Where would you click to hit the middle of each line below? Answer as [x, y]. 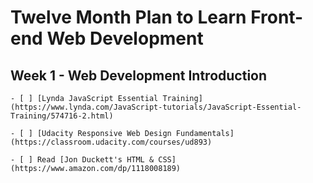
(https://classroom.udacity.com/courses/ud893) [111, 142]
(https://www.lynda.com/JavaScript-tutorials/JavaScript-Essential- [156, 107]
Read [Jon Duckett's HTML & [95, 160]
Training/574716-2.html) [62, 116]
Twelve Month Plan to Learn [128, 17]
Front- [277, 17]
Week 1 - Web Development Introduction [139, 75]
